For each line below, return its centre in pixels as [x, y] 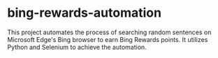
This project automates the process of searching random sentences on [109, 32]
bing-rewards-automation [85, 13]
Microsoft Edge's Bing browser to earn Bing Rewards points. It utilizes [108, 39]
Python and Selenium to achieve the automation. [77, 47]
